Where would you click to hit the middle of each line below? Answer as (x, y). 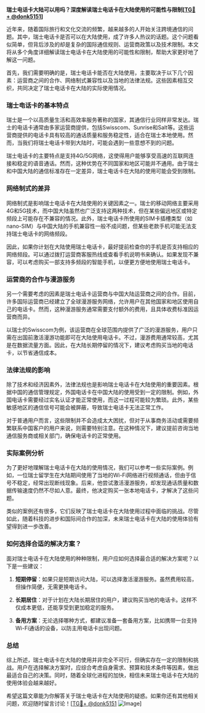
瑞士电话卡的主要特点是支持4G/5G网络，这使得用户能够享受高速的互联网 (98, 156)
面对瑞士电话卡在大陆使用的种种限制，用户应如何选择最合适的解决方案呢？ (100, 558)
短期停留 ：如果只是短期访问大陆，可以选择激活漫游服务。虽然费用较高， (106, 579)
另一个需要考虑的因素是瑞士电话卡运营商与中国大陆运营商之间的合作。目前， (103, 294)
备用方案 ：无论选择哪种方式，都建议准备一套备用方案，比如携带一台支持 (106, 620)
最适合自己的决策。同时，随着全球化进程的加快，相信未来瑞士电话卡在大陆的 (103, 675)
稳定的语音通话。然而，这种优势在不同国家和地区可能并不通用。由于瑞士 (108, 163)
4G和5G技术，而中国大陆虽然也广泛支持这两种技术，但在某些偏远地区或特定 (102, 211)
